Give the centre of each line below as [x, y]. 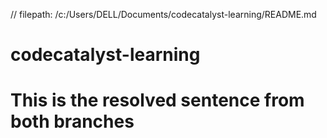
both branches [72, 121]
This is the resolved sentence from [157, 100]
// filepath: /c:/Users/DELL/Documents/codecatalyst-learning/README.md [163, 14]
